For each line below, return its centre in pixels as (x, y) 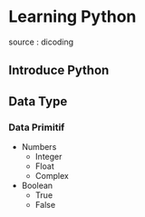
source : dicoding (41, 42)
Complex (52, 176)
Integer (48, 157)
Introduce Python (59, 70)
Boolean (37, 186)
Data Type (38, 101)
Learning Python (72, 17)
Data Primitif (37, 127)
